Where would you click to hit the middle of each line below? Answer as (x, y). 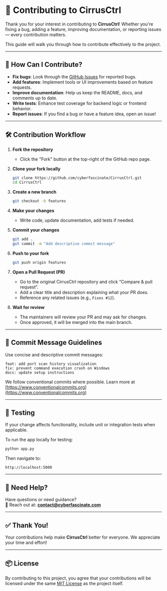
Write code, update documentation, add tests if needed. (77, 220)
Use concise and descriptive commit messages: (54, 354)
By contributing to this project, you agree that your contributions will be (78, 578)
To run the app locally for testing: (39, 440)
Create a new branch (34, 192)
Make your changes (33, 211)
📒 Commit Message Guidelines (54, 343)
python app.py (20, 449)
